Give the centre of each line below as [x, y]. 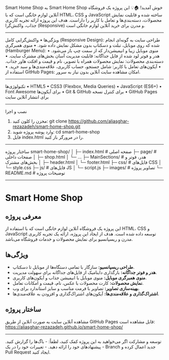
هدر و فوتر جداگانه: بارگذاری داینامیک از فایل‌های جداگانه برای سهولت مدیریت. [85, 272]
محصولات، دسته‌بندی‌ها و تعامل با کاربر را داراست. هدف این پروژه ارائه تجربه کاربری [83, 20]
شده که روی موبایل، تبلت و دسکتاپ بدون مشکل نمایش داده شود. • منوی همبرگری [82, 45]
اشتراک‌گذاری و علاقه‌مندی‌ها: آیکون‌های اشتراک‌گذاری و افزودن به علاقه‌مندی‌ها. [86, 294]
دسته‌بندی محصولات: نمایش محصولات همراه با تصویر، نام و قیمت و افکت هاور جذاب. [84, 61]
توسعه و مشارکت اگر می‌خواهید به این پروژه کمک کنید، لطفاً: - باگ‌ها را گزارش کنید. [83, 341]
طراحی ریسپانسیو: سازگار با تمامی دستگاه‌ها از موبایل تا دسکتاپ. [73, 267]
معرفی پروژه [23, 216]
